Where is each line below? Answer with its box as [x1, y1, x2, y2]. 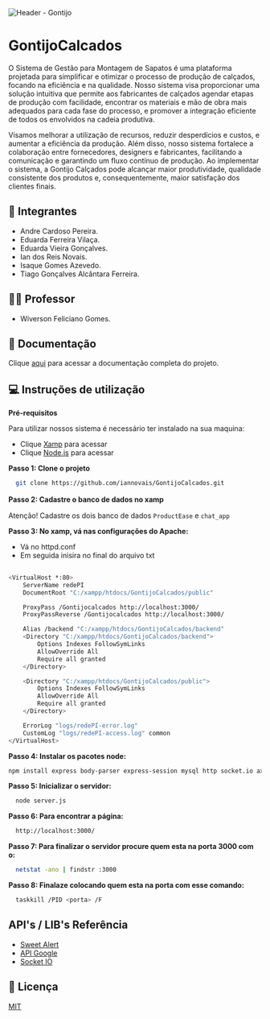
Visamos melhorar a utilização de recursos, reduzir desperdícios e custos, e [8, 130, 260, 139]
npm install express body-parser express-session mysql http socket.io [8, 767, 253, 775]
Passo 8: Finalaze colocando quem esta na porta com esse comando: [8, 880, 245, 890]
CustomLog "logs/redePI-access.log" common [22, 729, 171, 737]
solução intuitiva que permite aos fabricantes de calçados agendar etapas [8, 89, 255, 98]
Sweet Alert [19, 939, 59, 949]
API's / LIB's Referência [8, 918, 129, 932]
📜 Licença [8, 980, 59, 994]
